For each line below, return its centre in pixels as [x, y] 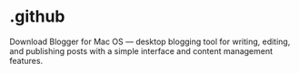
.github [37, 17]
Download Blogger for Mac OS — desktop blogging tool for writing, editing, [150, 41]
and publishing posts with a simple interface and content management [141, 50]
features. [26, 60]
